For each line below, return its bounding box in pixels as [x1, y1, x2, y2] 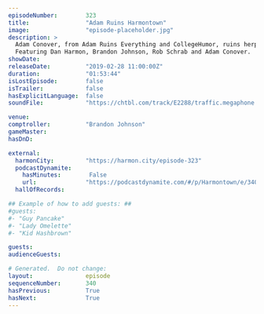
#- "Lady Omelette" [8, 221, 72, 230]
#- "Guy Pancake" [8, 214, 65, 222]
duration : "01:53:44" [8, 70, 122, 78]
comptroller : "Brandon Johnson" [8, 121, 146, 129]
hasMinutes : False [22, 171, 108, 179]
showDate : [8, 56, 41, 64]
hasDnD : [8, 135, 34, 143]
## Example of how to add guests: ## [8, 200, 132, 208]
